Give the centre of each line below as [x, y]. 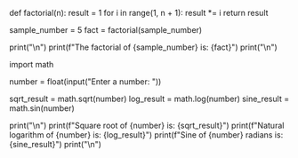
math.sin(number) [42, 108]
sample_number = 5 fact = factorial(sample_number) [106, 30]
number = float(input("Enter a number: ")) [85, 82]
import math [32, 64]
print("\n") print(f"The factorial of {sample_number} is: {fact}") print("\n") [143, 47]
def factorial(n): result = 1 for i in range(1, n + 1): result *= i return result [139, 13]
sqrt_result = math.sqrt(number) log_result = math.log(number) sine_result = [149, 99]
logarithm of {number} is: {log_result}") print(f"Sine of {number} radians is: [146, 135]
